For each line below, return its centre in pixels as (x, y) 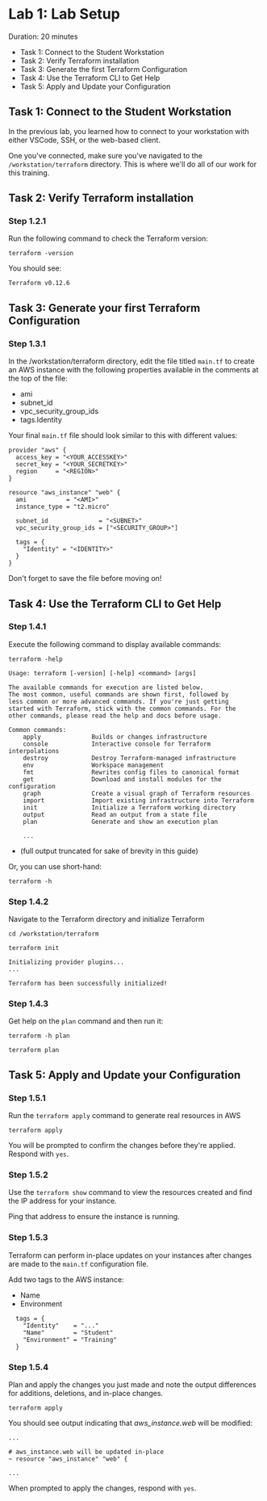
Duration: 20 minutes (43, 36)
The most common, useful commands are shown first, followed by (119, 694)
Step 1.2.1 (27, 221)
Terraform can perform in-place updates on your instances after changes (130, 1255)
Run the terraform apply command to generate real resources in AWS (125, 1116)
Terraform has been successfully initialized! (88, 984)
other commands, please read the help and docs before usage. (115, 716)
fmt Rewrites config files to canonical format (131, 772)
